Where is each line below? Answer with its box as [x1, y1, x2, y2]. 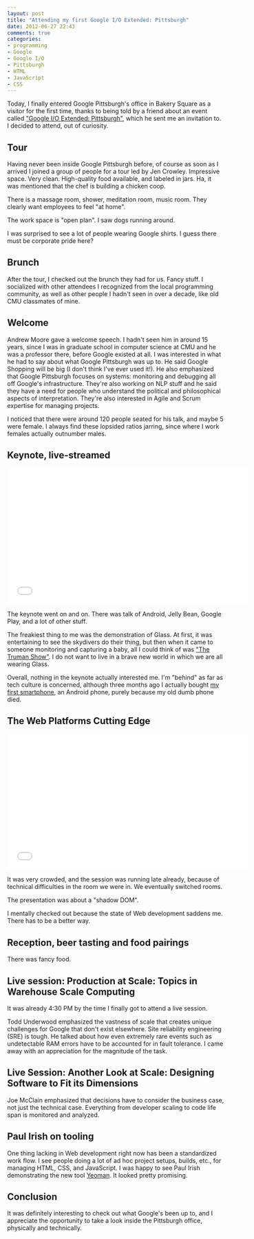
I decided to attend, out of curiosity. [7, 121, 109, 130]
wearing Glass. [7, 660, 50, 668]
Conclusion [7, 1191, 58, 1202]
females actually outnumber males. [7, 429, 107, 438]
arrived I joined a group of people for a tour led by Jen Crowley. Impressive [7, 167, 220, 176]
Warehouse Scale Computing [7, 986, 136, 997]
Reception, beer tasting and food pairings [7, 937, 189, 948]
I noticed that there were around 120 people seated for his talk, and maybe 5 [7, 415, 224, 423]
